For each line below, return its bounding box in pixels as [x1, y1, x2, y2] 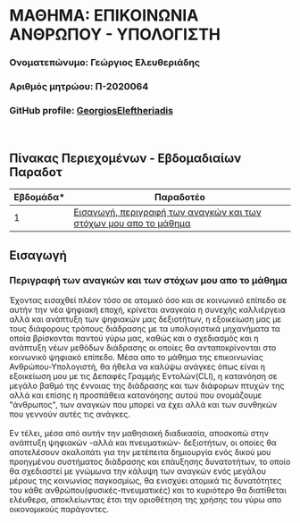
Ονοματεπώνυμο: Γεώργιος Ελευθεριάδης [9, 56, 201, 69]
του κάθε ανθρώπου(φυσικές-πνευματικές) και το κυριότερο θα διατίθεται [9, 485, 287, 495]
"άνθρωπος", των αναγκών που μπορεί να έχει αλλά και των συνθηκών [9, 399, 278, 409]
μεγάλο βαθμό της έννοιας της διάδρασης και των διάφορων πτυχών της [9, 380, 285, 391]
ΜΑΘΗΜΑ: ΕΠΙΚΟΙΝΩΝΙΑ [9, 5, 199, 26]
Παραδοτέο [154, 191, 205, 204]
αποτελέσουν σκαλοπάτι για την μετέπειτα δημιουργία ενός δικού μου [9, 446, 271, 457]
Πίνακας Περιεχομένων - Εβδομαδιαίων [9, 150, 242, 165]
